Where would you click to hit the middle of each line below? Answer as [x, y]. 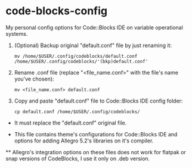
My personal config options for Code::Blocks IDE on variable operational [94, 27]
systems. [17, 33]
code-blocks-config [57, 11]
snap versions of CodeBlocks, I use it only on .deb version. [78, 158]
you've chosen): [34, 79]
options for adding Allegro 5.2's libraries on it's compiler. [84, 141]
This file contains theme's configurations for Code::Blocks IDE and [96, 134]
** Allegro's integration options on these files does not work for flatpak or [96, 152]
